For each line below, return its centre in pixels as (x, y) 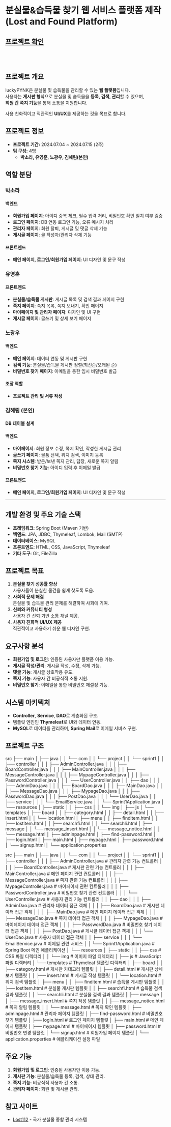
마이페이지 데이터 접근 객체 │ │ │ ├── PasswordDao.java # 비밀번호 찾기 (79, 924)
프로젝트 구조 (25, 746)
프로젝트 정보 (25, 131)
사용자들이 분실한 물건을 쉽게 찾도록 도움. (53, 590)
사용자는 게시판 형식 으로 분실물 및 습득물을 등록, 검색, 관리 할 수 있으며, (75, 96)
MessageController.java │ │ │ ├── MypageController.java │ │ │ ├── (77, 774)
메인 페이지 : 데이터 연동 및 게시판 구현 (50, 358)
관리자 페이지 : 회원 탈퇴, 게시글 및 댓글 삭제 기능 (60, 228)
